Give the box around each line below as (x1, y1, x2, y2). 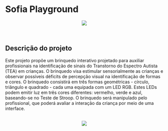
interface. (5, 105, 25, 111)
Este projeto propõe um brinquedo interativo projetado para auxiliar (5, 57, 144, 63)
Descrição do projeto (5, 44, 72, 53)
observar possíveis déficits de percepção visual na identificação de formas (5, 73, 160, 79)
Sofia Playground (5, 4, 79, 15)
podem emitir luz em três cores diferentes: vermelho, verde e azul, (5, 89, 143, 95)
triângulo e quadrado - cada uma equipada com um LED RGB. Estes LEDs (5, 84, 157, 90)
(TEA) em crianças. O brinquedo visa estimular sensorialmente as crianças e (5, 68, 163, 74)
